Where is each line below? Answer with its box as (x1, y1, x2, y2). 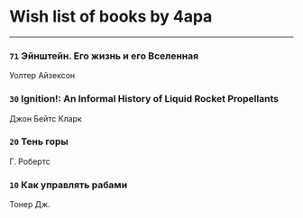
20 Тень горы (9, 135, 69, 148)
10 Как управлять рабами (9, 178, 128, 191)
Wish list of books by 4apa (9, 6, 213, 27)
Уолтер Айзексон (9, 70, 76, 81)
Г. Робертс (9, 156, 51, 167)
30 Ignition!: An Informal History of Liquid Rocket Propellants (9, 93, 280, 105)
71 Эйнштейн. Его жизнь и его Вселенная (9, 50, 199, 62)
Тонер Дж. (9, 199, 51, 210)
